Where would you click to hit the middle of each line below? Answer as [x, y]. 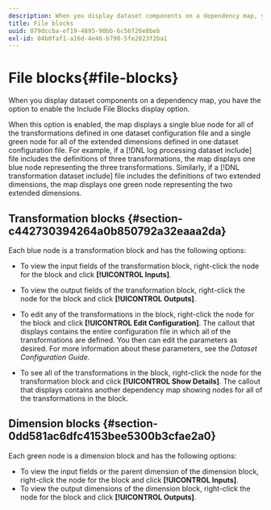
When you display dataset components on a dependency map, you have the [135, 101]
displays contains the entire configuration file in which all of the [125, 332]
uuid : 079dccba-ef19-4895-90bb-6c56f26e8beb [84, 31]
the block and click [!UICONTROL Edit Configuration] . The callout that [138, 323]
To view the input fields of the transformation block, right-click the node [140, 266]
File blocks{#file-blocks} [94, 78]
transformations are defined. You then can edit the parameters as [129, 340]
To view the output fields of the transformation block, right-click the [133, 290]
